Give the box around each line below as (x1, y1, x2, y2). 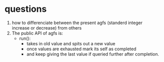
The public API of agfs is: (11, 30, 63, 36)
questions (4, 3, 47, 15)
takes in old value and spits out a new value (26, 40, 116, 46)
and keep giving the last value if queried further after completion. (26, 51, 159, 57)
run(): (19, 35, 31, 41)
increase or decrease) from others (11, 25, 82, 31)
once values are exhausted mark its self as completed (26, 46, 136, 52)
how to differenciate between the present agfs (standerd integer (11, 20, 143, 26)
